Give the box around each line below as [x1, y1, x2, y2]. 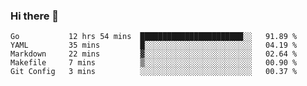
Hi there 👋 [10, 9, 60, 23]
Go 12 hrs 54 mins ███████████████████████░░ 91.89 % [10, 32, 298, 42]
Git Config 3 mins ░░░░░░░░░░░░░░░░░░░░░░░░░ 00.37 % [10, 67, 298, 77]
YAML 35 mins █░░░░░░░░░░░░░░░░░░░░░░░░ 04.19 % [10, 40, 298, 51]
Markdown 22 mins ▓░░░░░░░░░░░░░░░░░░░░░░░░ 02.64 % [10, 49, 298, 59]
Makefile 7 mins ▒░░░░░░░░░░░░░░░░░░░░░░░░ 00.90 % [10, 58, 298, 68]
